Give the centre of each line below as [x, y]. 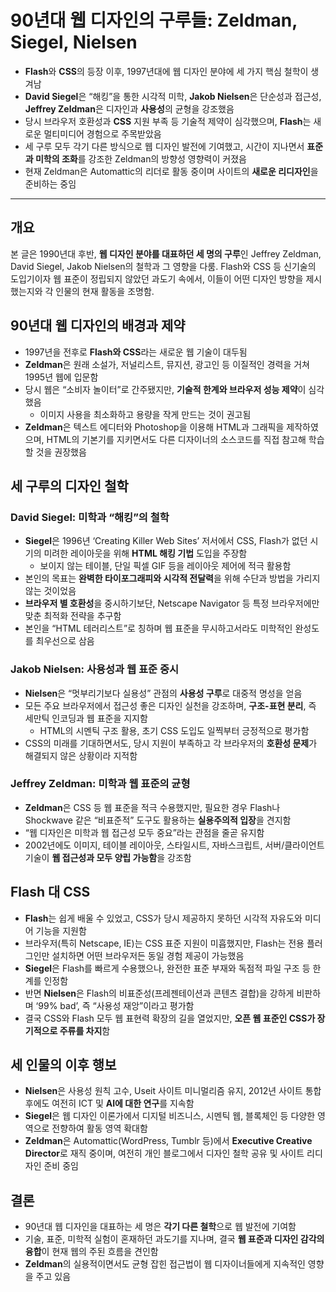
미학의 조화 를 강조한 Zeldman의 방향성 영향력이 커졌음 [140, 158]
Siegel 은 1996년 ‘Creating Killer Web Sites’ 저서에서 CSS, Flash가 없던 [166, 541]
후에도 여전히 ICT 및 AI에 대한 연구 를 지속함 [109, 1103]
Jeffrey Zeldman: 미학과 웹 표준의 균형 [100, 784]
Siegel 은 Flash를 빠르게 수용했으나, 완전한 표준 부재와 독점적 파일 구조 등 [167, 968]
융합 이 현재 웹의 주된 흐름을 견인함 [91, 1252]
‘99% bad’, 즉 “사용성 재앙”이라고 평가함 [115, 1005]
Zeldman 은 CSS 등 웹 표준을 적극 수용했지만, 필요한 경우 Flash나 [152, 807]
